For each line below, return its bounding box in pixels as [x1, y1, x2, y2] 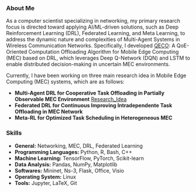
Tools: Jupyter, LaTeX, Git [14, 179, 77, 186]
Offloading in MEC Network [14, 108, 83, 115]
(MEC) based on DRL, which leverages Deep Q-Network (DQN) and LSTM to [6, 54, 190, 62]
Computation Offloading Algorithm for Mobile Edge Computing [28, 48, 179, 55]
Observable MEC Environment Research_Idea [14, 96, 127, 103]
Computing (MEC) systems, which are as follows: [6, 78, 125, 85]
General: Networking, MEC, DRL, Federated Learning [14, 142, 143, 149]
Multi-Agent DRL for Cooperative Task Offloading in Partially [14, 89, 165, 97]
